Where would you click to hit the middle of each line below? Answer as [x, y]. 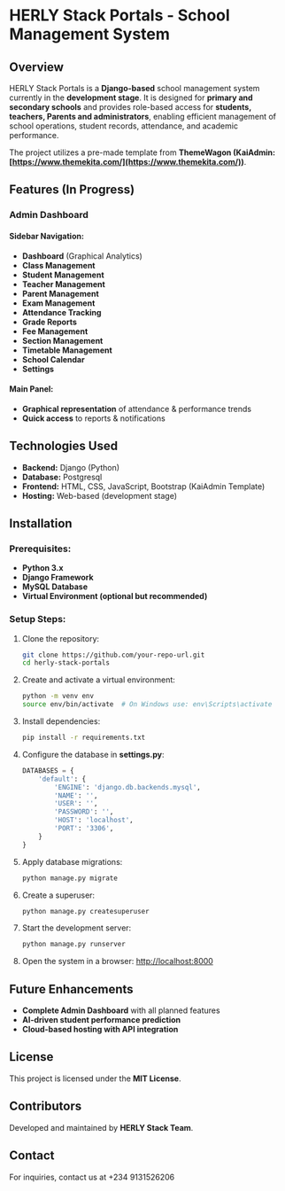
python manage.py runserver [73, 945]
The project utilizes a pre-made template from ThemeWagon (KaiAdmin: [142, 152]
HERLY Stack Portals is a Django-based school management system [135, 88]
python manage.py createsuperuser [85, 911]
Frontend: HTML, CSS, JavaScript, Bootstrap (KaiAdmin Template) [143, 486]
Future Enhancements [72, 989]
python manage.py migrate [69, 878]
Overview [37, 67]
